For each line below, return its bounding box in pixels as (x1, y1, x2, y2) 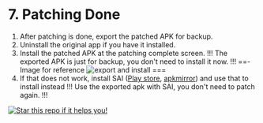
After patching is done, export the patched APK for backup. (19, 32, 213, 41)
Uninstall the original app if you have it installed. (19, 39, 176, 49)
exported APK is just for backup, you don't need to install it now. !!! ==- (19, 57, 251, 66)
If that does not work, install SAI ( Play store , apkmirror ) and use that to (19, 73, 249, 83)
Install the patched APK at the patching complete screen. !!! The (19, 48, 227, 58)
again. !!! (19, 90, 48, 99)
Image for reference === (19, 65, 167, 74)
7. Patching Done (8, 6, 121, 24)
